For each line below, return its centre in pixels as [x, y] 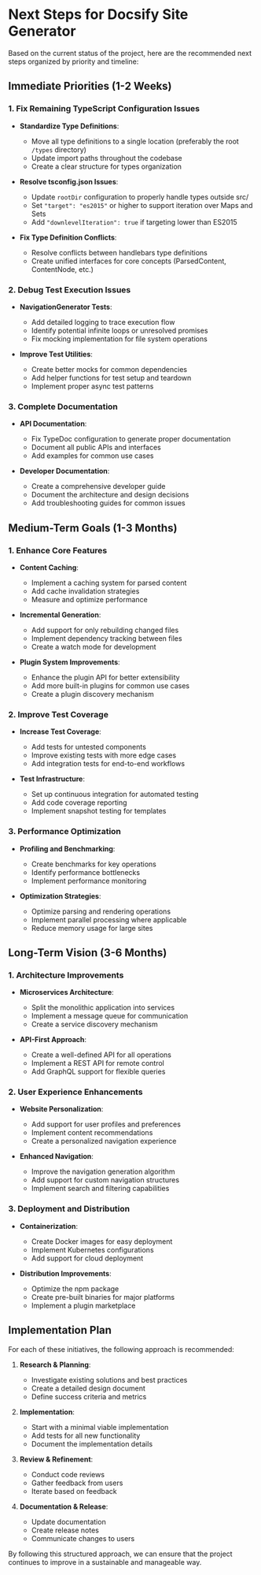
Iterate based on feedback [74, 1491]
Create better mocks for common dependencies [109, 369]
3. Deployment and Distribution [69, 1209]
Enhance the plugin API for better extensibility [105, 677]
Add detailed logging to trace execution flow [103, 322]
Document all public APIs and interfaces [96, 448]
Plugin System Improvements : [70, 662]
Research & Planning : [55, 1365]
